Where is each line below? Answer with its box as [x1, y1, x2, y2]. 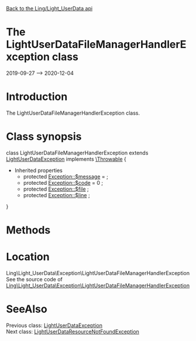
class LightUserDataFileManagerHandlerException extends [6, 149, 149, 156]
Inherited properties [14, 167, 63, 174]
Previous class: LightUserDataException [6, 322, 102, 329]
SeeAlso [6, 302, 48, 316]
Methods [6, 223, 51, 236]
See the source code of [6, 275, 63, 283]
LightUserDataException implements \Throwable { [6, 155, 127, 163]
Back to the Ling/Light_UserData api [6, 5, 92, 12]
